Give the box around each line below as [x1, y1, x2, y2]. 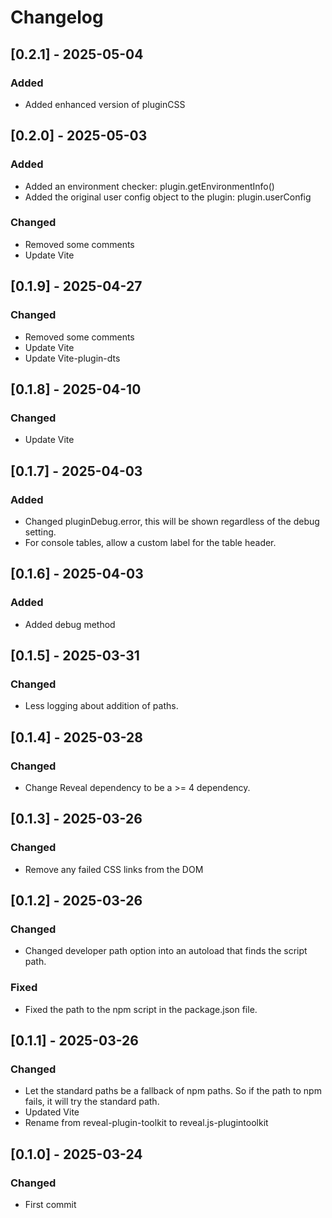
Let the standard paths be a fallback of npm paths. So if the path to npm [24, 1085, 322, 1097]
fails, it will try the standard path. [24, 1096, 160, 1108]
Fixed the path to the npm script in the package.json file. [24, 1003, 258, 1015]
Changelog [10, 6, 104, 29]
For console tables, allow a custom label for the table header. [24, 536, 277, 548]
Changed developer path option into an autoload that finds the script [24, 945, 308, 957]
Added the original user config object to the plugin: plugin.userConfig [24, 191, 312, 203]
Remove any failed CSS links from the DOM [24, 863, 204, 875]
